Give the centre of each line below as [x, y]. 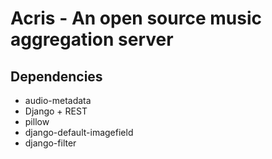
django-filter [50, 143]
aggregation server [92, 39]
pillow [37, 121]
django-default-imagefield [79, 132]
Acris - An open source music [136, 18]
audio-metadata [58, 100]
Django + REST [56, 111]
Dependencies [56, 76]
